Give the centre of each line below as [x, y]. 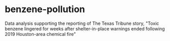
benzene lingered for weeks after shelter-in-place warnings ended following [85, 28]
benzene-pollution [45, 9]
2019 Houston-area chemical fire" [40, 34]
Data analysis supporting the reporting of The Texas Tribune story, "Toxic [82, 23]
